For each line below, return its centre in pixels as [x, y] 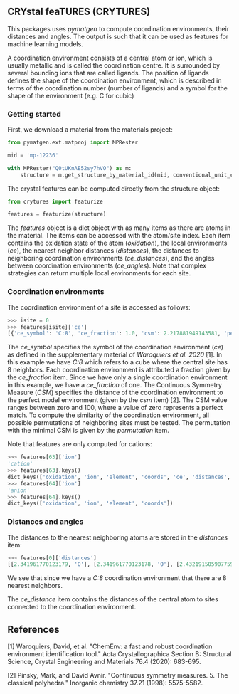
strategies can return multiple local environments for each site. [99, 273]
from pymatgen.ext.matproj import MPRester [73, 143]
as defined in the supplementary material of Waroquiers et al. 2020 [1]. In [115, 354]
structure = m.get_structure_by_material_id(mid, [95, 175]
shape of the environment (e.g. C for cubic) [71, 95]
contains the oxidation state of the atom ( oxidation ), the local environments [117, 243]
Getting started [34, 114]
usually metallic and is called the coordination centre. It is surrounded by [114, 65]
